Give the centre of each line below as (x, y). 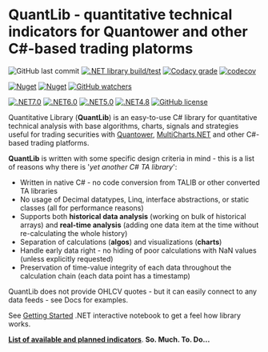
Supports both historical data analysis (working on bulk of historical (133, 216)
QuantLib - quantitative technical (120, 15)
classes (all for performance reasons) (82, 208)
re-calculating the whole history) (74, 233)
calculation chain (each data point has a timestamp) (105, 276)
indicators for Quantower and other (128, 32)
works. (20, 324)
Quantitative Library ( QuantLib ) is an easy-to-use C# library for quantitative (133, 117)
